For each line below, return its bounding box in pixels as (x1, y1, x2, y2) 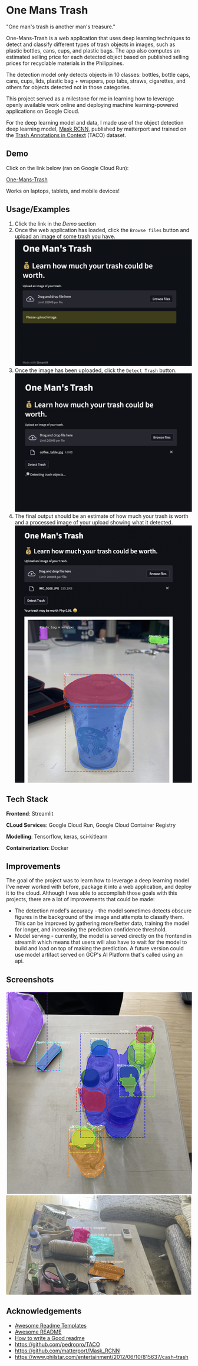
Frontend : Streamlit (6, 810, 54, 817)
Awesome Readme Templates (14, 1322, 87, 1329)
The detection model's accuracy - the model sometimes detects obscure (14, 907, 192, 914)
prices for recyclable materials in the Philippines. (6, 60, 124, 67)
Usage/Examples (6, 204, 70, 214)
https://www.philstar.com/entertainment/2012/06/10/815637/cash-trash (14, 1353, 189, 1360)
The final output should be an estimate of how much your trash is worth (14, 512, 189, 520)
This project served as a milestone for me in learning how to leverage (6, 95, 174, 102)
